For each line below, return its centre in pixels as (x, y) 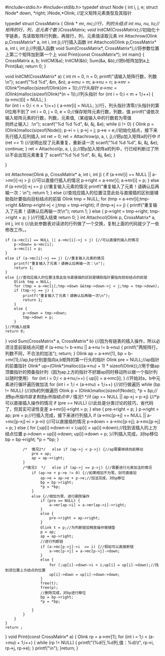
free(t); (49, 583)
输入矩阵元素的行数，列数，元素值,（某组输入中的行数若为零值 (68, 118)
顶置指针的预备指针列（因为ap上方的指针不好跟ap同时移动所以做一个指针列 (81, 372)
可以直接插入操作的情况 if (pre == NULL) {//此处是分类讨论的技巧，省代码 (79, 403)
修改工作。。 (17, 230)
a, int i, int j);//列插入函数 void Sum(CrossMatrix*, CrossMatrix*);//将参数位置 (82, 48)
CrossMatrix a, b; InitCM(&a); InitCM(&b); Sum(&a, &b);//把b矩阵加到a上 (78, 61)
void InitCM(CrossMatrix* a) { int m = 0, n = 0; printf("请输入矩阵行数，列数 (81, 76)
